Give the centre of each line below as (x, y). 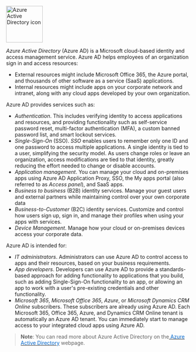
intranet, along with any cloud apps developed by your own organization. (102, 93)
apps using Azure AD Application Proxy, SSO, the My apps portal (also (99, 178)
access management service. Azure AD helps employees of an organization (97, 57)
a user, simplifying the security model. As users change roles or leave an (102, 153)
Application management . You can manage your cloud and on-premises (102, 172)
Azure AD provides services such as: (51, 105)
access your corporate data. (49, 234)
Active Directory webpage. (53, 343)
